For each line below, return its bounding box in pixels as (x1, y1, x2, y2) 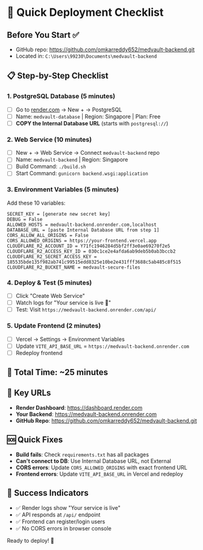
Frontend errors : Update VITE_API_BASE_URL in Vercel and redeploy (15, 470, 184, 478)
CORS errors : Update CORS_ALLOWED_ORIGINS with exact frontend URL (15, 464, 188, 471)
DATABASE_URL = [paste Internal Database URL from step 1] (7, 227, 160, 233)
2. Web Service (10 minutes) (7, 135, 92, 144)
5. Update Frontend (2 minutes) (7, 322, 101, 330)
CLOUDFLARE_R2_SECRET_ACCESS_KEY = (7, 253, 97, 259)
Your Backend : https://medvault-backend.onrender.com (15, 411, 157, 418)
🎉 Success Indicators (7, 488, 89, 498)
